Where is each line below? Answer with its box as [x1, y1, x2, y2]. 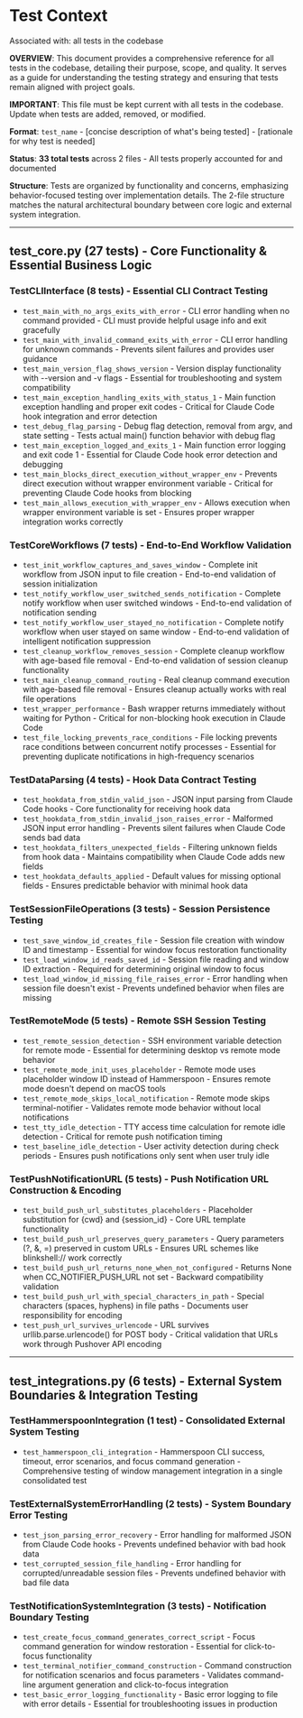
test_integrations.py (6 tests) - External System [9, 1373, 282, 1389]
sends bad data [22, 832, 81, 844]
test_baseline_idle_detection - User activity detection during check [22, 1141, 280, 1151]
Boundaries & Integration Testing [9, 1387, 198, 1403]
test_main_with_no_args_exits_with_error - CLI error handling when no [22, 305, 290, 316]
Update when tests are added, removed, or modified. [9, 108, 206, 119]
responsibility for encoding [22, 1310, 123, 1321]
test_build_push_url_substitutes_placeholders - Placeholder [22, 1205, 253, 1215]
